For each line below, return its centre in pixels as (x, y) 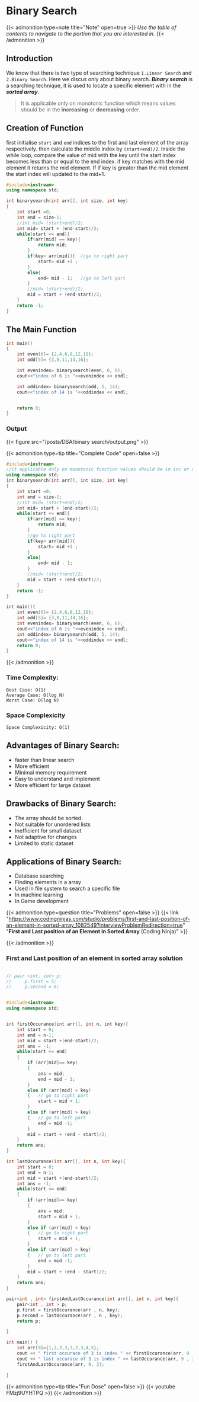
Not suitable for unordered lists (52, 824)
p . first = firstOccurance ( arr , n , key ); (68, 1310)
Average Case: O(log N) (36, 695)
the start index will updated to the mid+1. (56, 174)
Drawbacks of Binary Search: (61, 804)
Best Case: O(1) (26, 690)
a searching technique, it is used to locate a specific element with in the (94, 85)
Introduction (30, 58)
